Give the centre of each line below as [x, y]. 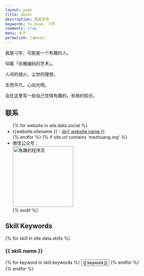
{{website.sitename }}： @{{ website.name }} [58, 131]
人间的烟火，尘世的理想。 [31, 74]
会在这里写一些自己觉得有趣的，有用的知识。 [51, 96]
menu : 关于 [16, 33]
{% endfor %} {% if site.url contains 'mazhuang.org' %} [70, 137]
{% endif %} [25, 210]
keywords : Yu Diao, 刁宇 [30, 24]
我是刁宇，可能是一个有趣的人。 [38, 53]
